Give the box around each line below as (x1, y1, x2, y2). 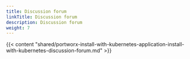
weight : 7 (6, 25, 30, 31)
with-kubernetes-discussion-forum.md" (6, 47, 103, 54)
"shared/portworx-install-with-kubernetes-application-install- (35, 41, 185, 48)
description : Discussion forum (6, 19, 83, 25)
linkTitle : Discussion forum (6, 14, 77, 20)
